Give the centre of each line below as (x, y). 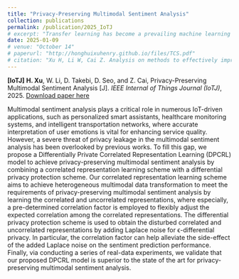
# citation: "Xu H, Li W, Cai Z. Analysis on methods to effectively (113, 60)
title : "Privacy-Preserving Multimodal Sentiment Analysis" (99, 14)
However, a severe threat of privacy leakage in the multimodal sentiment (113, 139)
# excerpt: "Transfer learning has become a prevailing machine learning (119, 34)
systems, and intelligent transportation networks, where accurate (103, 124)
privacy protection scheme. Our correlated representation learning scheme (117, 177)
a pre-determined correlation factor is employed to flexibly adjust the (108, 207)
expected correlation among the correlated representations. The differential (118, 214)
